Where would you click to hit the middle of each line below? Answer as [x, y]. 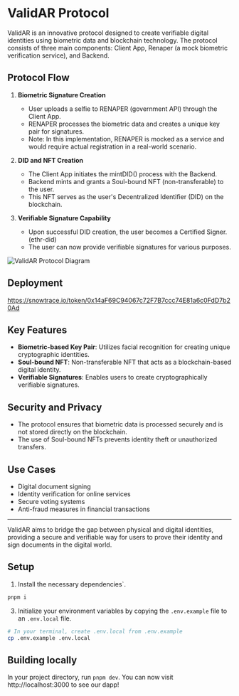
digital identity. [39, 370]
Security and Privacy [55, 407]
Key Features [37, 330]
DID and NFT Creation [51, 160]
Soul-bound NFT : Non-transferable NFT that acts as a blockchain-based [124, 362]
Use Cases [32, 470]
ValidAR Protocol [58, 13]
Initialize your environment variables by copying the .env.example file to [122, 611]
